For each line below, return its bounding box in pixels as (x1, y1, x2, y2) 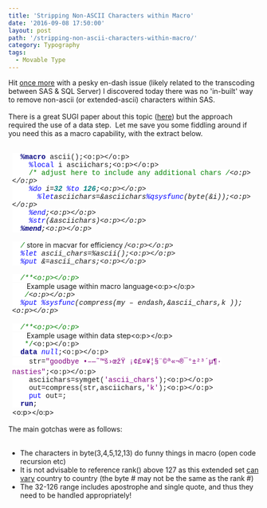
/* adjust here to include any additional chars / (29, 168, 230, 178)
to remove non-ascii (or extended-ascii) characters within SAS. (8, 95, 215, 104)
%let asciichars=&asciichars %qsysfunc (37, 192, 185, 201)
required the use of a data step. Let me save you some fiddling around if (8, 120, 247, 130)
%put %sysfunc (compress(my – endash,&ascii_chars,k (20, 298, 226, 307)
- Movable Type (15, 57, 66, 64)
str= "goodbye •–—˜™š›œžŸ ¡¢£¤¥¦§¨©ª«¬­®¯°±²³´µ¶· (29, 357, 222, 366)
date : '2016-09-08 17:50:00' (8, 19, 105, 27)
